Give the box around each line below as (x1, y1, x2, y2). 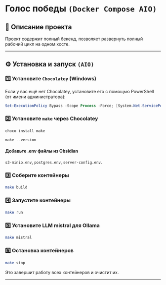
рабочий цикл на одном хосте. (5, 41, 70, 47)
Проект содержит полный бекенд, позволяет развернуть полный (5, 36, 143, 42)
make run (5, 210, 23, 215)
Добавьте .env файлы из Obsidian (5, 148, 78, 154)
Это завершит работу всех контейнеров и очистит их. (5, 269, 119, 275)
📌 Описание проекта (5, 23, 72, 31)
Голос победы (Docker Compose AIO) (5, 3, 157, 14)
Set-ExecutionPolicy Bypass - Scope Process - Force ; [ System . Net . (5, 103, 142, 108)
